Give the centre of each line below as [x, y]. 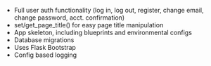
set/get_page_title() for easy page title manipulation [89, 25]
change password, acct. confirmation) [69, 18]
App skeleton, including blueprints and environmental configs [103, 32]
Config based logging [45, 55]
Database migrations [44, 40]
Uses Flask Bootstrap [45, 47]
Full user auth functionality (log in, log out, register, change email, [109, 10]
